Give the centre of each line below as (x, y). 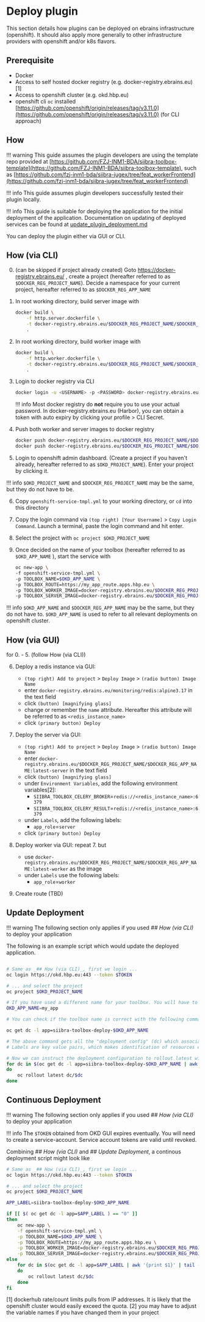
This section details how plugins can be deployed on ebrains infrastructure (100, 28)
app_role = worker (54, 882)
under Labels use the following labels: (72, 875)
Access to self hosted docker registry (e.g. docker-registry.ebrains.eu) (104, 81)
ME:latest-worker (46, 869)
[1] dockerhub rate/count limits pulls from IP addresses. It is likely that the (99, 1299)
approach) (28, 121)
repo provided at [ (29, 161)
